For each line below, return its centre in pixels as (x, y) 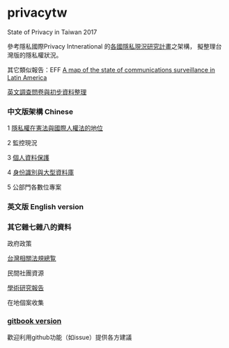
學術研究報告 (25, 288)
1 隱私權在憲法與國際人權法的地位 (55, 128)
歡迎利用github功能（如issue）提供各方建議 (70, 337)
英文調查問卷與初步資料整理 (47, 92)
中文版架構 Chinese (40, 111)
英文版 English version (46, 207)
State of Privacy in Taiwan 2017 (52, 32)
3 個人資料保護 (29, 158)
